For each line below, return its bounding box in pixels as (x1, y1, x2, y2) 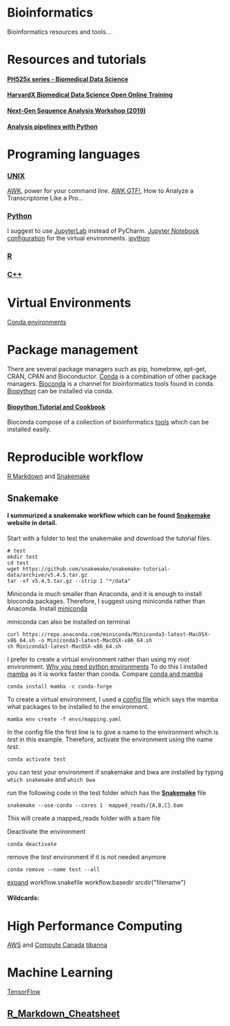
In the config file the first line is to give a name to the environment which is (7, 728, 219, 736)
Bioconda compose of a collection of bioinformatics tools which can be (7, 418, 209, 427)
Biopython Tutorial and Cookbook (7, 402, 105, 411)
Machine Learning (7, 965, 114, 981)
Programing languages (7, 146, 140, 162)
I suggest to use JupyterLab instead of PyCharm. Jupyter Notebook (7, 227, 200, 235)
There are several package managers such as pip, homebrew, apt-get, (7, 365, 207, 373)
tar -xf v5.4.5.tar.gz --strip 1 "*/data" (7, 577, 131, 584)
